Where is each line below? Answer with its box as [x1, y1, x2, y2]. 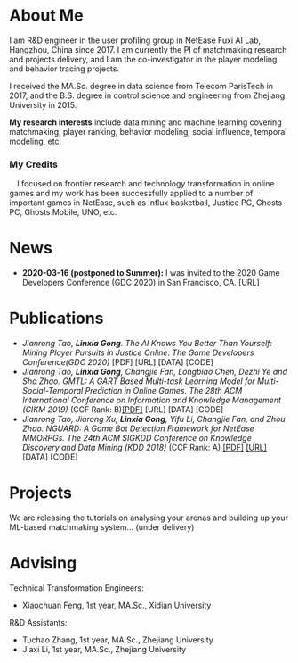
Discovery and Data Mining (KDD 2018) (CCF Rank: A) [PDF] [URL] [21, 443, 267, 453]
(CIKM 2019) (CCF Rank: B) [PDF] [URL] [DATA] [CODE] [21, 404, 224, 415]
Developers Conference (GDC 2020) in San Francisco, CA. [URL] [21, 278, 260, 288]
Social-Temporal [21, 385, 84, 396]
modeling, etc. [9, 136, 62, 146]
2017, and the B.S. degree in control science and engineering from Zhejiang [9, 90, 286, 101]
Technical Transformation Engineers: [9, 582, 144, 593]
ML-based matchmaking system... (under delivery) [9, 522, 195, 533]
